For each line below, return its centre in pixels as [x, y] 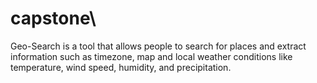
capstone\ [53, 18]
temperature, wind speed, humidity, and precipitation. [121, 67]
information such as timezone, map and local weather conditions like [151, 56]
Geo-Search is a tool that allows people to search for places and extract [158, 46]
